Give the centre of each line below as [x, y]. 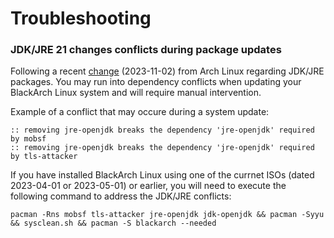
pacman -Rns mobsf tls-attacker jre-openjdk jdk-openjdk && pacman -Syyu [167, 215]
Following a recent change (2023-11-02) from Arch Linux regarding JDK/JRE [167, 71]
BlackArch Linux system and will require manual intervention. [136, 93]
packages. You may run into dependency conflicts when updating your [156, 82]
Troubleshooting [81, 18]
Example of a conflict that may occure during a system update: [140, 112]
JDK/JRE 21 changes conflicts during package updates [146, 50]
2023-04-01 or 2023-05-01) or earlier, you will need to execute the [148, 186]
